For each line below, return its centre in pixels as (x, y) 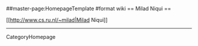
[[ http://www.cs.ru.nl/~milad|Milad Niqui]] (57, 20)
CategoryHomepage (31, 37)
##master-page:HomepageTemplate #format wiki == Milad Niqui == (89, 9)
